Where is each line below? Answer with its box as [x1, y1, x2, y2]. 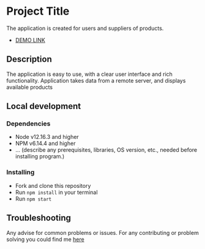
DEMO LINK [15, 36, 46, 43]
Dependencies [6, 119, 51, 128]
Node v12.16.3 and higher [15, 133, 80, 141]
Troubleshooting [6, 213, 72, 223]
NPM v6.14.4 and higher [15, 139, 76, 147]
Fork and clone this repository [15, 182, 91, 189]
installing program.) [15, 153, 65, 160]
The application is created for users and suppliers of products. [6, 24, 164, 32]
